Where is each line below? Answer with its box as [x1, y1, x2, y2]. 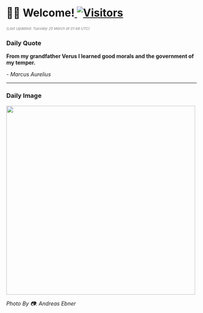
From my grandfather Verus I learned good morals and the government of [6, 53, 195, 60]
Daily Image [6, 91, 42, 100]
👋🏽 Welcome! [6, 6, 75, 20]
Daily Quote [6, 39, 42, 47]
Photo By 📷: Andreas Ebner [6, 300, 76, 307]
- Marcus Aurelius [6, 71, 51, 78]
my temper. [6, 59, 36, 66]
